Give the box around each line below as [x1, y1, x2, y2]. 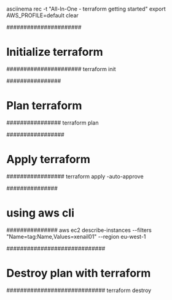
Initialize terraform [6, 45, 103, 59]
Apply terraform [6, 153, 90, 166]
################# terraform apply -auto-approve [6, 172, 144, 180]
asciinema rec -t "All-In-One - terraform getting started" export [6, 6, 166, 12]
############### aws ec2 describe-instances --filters [6, 226, 152, 234]
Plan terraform [6, 99, 82, 113]
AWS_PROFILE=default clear [6, 12, 79, 19]
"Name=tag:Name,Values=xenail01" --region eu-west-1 [6, 233, 146, 240]
